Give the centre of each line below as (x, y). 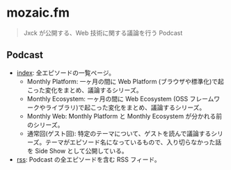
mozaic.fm (38, 13)
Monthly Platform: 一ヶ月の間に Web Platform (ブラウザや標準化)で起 (125, 81)
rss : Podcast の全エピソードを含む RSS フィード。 (88, 159)
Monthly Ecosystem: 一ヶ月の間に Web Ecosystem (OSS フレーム (120, 99)
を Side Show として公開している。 (77, 151)
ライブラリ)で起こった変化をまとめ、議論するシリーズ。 (126, 107)
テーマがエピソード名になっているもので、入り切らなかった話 (133, 142)
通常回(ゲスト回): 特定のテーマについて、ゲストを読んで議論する (119, 133)
